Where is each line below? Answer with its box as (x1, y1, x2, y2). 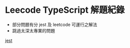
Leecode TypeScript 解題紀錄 (5, 4, 125, 16)
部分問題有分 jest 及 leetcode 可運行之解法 (12, 22, 97, 27)
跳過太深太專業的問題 (12, 27, 55, 33)
